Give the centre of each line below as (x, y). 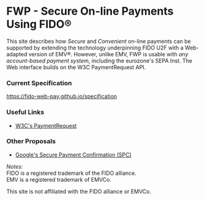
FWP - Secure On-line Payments (90, 11)
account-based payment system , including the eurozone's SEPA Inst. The (99, 61)
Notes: (15, 166)
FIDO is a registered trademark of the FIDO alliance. (71, 173)
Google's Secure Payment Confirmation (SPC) (73, 155)
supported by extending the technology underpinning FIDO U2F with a (95, 48)
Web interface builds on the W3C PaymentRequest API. (76, 67)
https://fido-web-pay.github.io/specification (62, 97)
